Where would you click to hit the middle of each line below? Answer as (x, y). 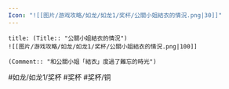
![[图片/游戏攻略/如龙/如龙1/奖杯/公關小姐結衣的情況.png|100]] (103, 46)
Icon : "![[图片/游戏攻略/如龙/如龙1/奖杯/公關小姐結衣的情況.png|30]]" (115, 15)
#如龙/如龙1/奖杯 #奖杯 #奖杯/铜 (60, 77)
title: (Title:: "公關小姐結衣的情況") (68, 38)
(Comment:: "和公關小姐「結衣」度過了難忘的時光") (82, 62)
